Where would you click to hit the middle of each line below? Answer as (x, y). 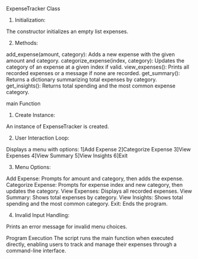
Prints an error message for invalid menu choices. (67, 226)
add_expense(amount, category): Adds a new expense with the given (91, 54)
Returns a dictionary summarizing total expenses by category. (82, 80)
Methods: (26, 43)
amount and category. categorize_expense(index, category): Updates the (95, 61)
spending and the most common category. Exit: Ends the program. (87, 204)
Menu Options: (33, 167)
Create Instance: (35, 115)
